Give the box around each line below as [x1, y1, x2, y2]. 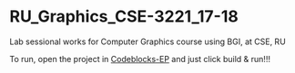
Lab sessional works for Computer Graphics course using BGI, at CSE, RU [9, 36, 287, 47]
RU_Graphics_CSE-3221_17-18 [9, 6, 239, 27]
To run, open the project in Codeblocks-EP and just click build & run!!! [9, 53, 271, 64]
